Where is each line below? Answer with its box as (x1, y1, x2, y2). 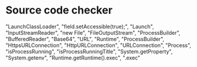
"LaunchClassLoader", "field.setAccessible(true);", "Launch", (5, 23, 154, 30)
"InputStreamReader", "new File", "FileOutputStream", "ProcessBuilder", (5, 29, 181, 36)
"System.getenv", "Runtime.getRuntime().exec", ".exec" (5, 54, 140, 61)
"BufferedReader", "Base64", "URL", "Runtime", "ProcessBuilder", (5, 35, 164, 42)
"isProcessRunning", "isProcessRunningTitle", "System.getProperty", (5, 48, 173, 55)
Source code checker (5, 4, 113, 17)
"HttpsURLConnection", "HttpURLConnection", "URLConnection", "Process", (5, 42, 192, 49)
